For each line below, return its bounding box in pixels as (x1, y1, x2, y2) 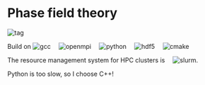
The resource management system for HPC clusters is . (7, 55, 199, 64)
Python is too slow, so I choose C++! (7, 69, 115, 78)
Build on (7, 42, 32, 50)
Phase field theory (7, 5, 118, 21)
